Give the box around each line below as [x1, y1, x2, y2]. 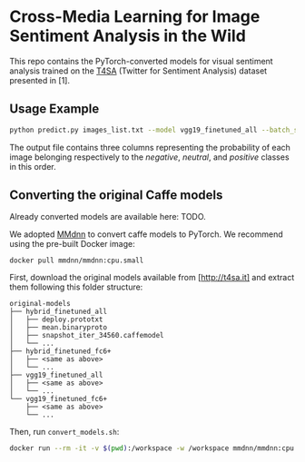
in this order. [9, 161, 56, 172]
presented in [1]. [9, 74, 71, 85]
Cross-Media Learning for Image [9, 6, 261, 27]
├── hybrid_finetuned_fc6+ [9, 347, 112, 356]
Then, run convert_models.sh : [9, 427, 120, 437]
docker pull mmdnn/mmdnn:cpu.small [9, 256, 144, 265]
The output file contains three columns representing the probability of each [9, 142, 290, 152]
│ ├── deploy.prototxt [9, 315, 103, 324]
